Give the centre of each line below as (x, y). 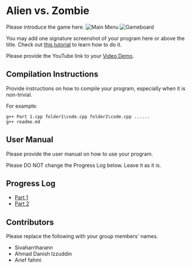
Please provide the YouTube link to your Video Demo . (70, 56)
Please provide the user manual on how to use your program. (79, 154)
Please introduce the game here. (45, 27)
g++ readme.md (23, 122)
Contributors (30, 222)
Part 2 (22, 204)
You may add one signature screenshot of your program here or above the (95, 38)
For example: (22, 106)
